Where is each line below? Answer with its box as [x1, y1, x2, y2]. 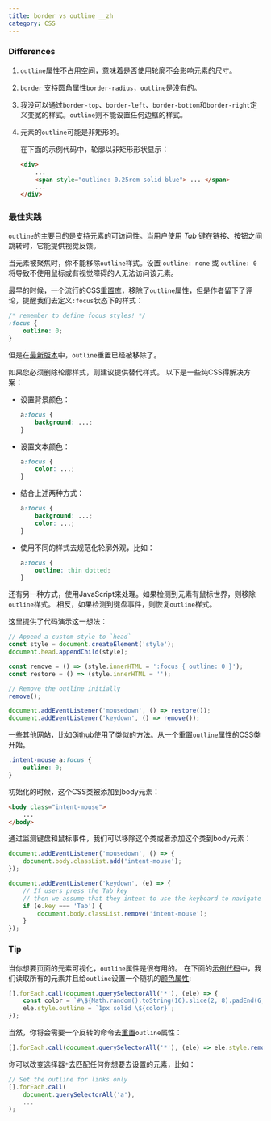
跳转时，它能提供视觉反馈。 [8, 241, 101, 251]
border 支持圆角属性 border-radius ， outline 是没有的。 [19, 82, 202, 92]
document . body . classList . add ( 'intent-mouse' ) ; [23, 857, 182, 865]
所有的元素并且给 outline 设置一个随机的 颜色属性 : [29, 973, 192, 983]
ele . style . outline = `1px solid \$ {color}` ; [23, 1005, 175, 1013]
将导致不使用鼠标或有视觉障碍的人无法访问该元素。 [8, 269, 178, 278]
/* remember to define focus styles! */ [8, 312, 147, 320]
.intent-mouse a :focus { [8, 756, 92, 764]
